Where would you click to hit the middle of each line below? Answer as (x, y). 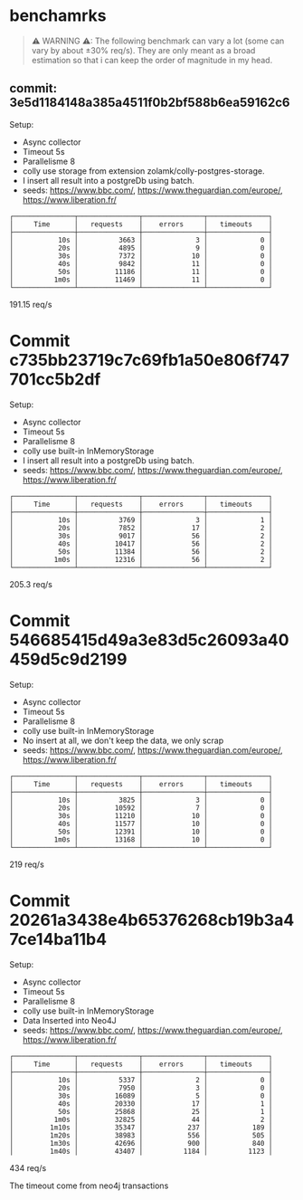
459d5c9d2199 (68, 659)
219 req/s (27, 864)
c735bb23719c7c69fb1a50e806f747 (149, 360)
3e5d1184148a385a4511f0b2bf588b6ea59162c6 (150, 103)
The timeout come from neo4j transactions (89, 1186)
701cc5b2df (55, 379)
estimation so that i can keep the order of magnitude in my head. (152, 60)
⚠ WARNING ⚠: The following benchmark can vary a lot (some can (158, 41)
